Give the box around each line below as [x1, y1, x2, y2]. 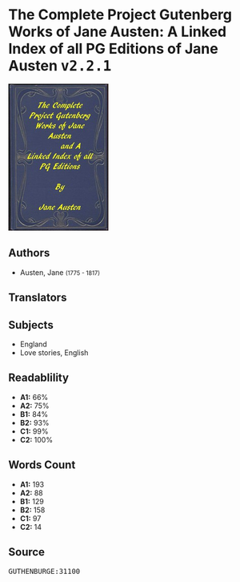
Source [8, 545, 46, 559]
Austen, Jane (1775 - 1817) [19, 267, 100, 277]
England [19, 339, 48, 349]
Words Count [8, 459, 76, 472]
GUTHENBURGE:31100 [8, 567, 81, 576]
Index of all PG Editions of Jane [8, 40, 218, 58]
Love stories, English [19, 347, 89, 358]
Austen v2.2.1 [8, 57, 112, 75]
